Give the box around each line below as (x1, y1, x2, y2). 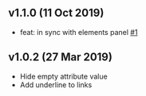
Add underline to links (19, 79, 93, 90)
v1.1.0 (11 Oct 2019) (8, 6, 105, 20)
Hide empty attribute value (19, 71, 108, 81)
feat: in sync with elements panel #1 (19, 27, 138, 36)
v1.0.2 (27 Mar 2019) (8, 51, 113, 64)
